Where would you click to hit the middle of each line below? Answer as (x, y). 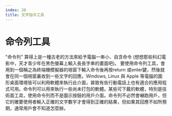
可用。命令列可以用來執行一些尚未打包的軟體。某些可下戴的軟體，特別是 (86, 89)
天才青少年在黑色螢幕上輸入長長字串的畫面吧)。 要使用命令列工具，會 (92, 63)
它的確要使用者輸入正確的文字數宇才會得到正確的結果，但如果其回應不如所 (84, 102)
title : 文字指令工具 (25, 15)
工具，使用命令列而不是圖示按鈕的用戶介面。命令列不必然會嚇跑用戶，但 (90, 95)
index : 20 (16, 10)
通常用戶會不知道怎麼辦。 (41, 108)
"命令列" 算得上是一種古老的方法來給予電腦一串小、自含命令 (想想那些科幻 (84, 57)
